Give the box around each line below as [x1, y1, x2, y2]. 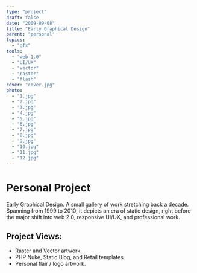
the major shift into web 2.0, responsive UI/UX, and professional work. [6, 214, 181, 221]
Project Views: [6, 231, 62, 242]
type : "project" [6, 8, 47, 15]
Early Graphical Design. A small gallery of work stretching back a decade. [6, 201, 189, 208]
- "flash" [11, 76, 36, 82]
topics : [6, 37, 26, 43]
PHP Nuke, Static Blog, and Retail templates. [14, 254, 125, 261]
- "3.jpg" [11, 104, 36, 111]
